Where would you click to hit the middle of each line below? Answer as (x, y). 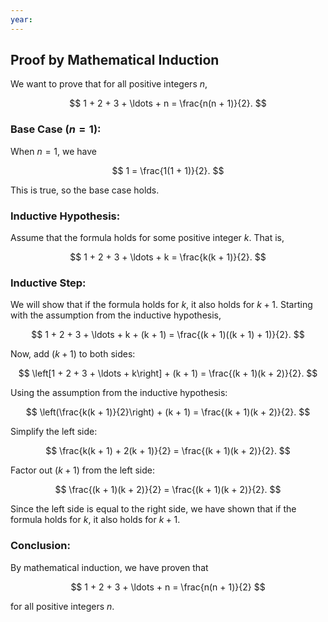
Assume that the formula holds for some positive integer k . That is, (147, 238)
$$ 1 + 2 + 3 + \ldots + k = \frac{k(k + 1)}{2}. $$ (168, 257)
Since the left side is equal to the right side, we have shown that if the (153, 509)
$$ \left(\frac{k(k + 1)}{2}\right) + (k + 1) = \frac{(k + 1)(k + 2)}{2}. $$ (168, 412)
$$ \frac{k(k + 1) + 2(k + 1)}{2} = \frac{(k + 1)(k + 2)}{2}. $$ (168, 451)
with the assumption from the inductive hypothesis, (116, 315)
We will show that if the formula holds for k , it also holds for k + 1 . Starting (161, 305)
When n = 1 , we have (54, 151)
